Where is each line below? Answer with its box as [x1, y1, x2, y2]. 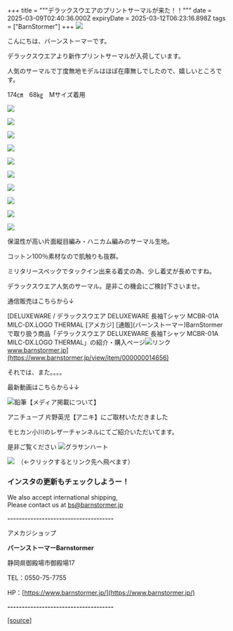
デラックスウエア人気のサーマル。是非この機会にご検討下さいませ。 [7, 282, 204, 290]
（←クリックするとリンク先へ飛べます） [20, 457, 135, 466]
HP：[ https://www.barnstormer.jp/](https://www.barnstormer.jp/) [7, 589, 195, 597]
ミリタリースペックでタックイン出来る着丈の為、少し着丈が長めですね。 [7, 267, 216, 275]
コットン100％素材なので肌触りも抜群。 [7, 252, 123, 260]
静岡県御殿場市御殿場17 [7, 559, 75, 567]
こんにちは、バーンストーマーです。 [7, 37, 111, 45]
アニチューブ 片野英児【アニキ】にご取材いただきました [7, 413, 168, 421]
